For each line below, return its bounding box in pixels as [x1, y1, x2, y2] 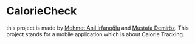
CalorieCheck [6, 4, 77, 18]
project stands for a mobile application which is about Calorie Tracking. [6, 30, 185, 37]
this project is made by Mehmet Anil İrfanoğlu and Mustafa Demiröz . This [6, 24, 190, 31]
